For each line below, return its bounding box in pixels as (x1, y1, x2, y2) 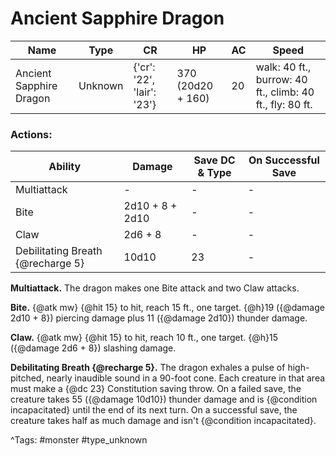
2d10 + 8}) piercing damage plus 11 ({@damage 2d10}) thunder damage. (10, 312, 308, 324)
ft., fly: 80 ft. (255, 97, 313, 111)
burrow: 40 (255, 72, 308, 86)
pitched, (10, 372, 45, 384)
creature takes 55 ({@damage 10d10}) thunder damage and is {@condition (10, 393, 318, 406)
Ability (48, 160, 82, 174)
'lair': (133, 85, 157, 99)
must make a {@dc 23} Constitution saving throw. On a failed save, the (10, 383, 302, 395)
